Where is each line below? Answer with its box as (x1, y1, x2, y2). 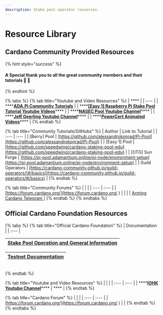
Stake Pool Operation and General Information (7, 239, 117, 246)
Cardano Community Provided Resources (5, 48, 135, 57)
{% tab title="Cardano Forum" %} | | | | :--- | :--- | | (5, 294, 108, 300)
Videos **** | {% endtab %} (5, 118, 61, 124)
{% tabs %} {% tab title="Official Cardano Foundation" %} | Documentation (5, 222, 157, 229)
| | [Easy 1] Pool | (100, 139, 135, 144)
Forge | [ (5, 154, 23, 160)
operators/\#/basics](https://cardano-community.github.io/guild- (5, 170, 136, 176)
